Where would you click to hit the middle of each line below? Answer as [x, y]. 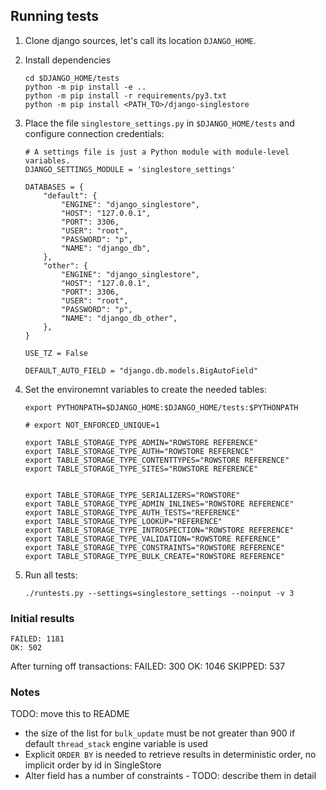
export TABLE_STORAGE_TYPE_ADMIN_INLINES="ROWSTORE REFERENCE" [159, 504]
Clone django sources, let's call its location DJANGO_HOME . [140, 40]
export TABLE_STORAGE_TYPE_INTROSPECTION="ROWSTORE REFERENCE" [159, 530]
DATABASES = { [54, 187]
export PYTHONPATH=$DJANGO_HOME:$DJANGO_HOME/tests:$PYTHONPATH [161, 407]
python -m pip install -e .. [85, 87]
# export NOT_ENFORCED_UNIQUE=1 [92, 425]
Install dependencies [68, 60]
